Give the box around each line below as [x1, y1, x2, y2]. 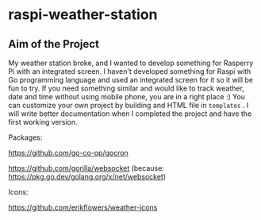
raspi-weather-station [8, 6, 158, 24]
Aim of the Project [8, 37, 99, 51]
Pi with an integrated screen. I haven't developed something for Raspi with [8, 67, 251, 76]
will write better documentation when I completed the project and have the [8, 109, 252, 118]
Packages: [8, 133, 43, 142]
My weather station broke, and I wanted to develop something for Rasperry [8, 58, 254, 68]
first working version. [8, 118, 78, 126]
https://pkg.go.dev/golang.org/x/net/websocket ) [8, 172, 167, 181]
